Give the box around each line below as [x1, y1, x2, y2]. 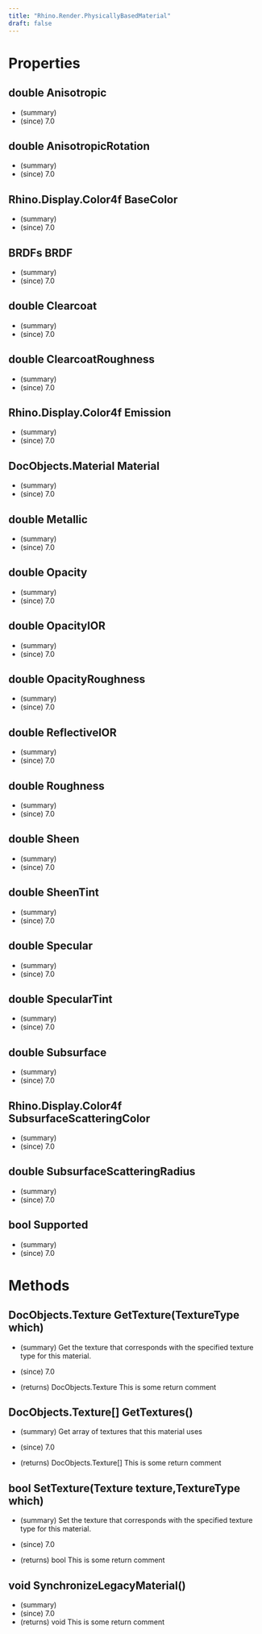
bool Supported [8, 1218, 89, 1232]
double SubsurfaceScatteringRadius [8, 1165, 196, 1179]
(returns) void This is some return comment [19, 1617, 165, 1627]
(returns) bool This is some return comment [19, 1555, 165, 1565]
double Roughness [8, 779, 105, 792]
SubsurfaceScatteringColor [8, 1112, 151, 1125]
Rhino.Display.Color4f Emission [8, 405, 172, 419]
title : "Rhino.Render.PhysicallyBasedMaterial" [8, 11, 172, 20]
